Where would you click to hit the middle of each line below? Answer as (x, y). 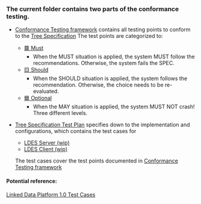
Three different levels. (60, 113)
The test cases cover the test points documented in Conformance (97, 161)
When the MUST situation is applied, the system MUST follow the (114, 57)
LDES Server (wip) (47, 143)
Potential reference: (32, 181)
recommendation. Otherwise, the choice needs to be (98, 85)
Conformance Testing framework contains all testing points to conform (103, 29)
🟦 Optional (38, 98)
